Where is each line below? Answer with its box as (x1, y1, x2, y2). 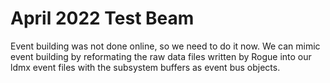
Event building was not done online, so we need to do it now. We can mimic (10, 40, 321, 52)
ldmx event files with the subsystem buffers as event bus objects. (10, 61, 281, 73)
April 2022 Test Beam (10, 7, 195, 30)
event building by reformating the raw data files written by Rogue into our (10, 50, 312, 62)
